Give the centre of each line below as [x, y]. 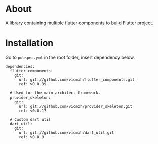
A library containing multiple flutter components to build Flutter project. [79, 23]
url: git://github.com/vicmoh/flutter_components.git [77, 80]
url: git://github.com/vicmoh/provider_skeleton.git [75, 106]
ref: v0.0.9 [31, 137]
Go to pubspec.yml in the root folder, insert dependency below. [70, 57]
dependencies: [20, 66]
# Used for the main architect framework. [55, 93]
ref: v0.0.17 [32, 111]
